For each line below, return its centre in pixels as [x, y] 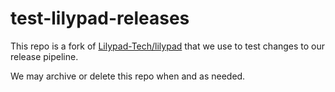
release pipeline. [44, 56]
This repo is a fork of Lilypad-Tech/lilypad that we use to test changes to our [168, 46]
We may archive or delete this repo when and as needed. [128, 76]
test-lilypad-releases [100, 18]
